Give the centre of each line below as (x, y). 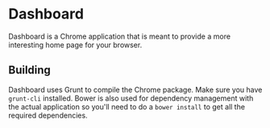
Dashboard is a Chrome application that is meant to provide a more (120, 36)
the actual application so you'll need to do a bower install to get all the (127, 106)
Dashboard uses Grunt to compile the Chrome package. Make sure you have (135, 89)
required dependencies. (48, 115)
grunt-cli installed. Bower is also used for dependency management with (131, 98)
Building (29, 70)
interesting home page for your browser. (75, 44)
